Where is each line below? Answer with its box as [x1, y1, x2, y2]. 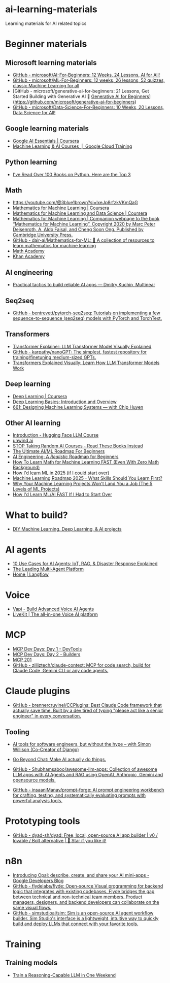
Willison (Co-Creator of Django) [12, 746, 79, 752]
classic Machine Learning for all [12, 82, 80, 88]
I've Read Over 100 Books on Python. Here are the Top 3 [12, 171, 131, 177]
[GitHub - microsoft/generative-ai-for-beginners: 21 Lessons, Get [12, 88, 149, 94]
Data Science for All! [12, 109, 56, 115]
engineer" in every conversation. [12, 713, 81, 719]
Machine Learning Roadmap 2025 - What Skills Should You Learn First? [12, 475, 162, 481]
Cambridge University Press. [12, 232, 73, 238]
